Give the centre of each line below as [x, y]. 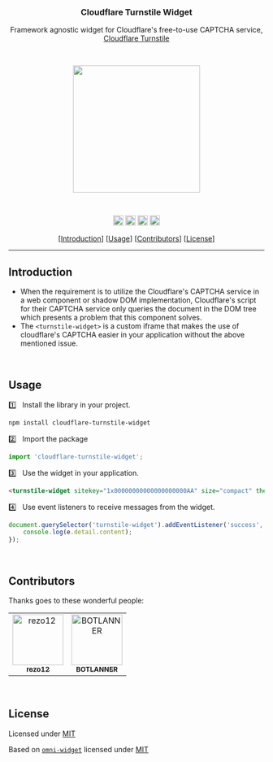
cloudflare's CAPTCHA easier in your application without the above [132, 335]
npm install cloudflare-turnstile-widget [80, 422]
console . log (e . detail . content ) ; [78, 532]
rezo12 [38, 669]
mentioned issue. [49, 343]
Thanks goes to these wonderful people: [76, 600]
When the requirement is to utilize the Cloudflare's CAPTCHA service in [140, 292]
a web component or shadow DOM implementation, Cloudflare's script [138, 300]
